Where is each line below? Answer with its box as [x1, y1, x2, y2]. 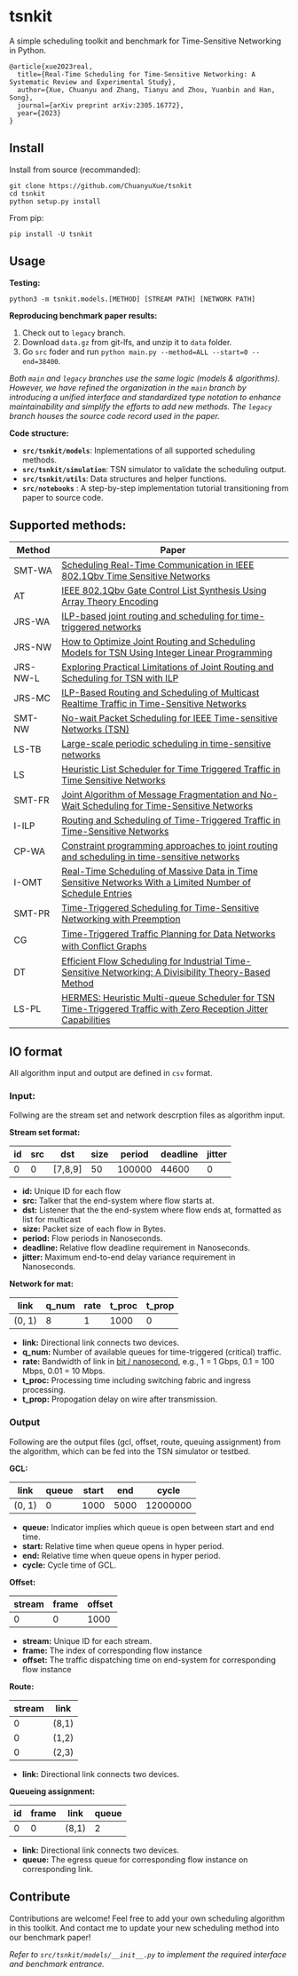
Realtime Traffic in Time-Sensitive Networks [61, 698, 247, 710]
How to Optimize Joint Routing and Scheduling [61, 636, 255, 648]
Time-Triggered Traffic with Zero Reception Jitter [61, 1003, 269, 1016]
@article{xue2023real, [9, 62, 93, 71]
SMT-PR [13, 907, 51, 920]
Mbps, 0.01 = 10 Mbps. [21, 1365, 106, 1377]
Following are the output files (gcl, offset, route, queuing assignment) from [9, 1436, 281, 1447]
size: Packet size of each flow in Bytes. [21, 1223, 167, 1235]
